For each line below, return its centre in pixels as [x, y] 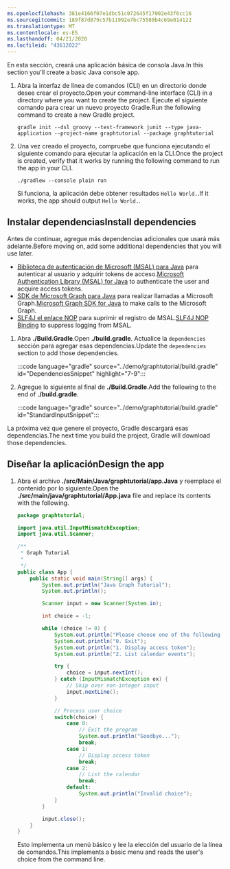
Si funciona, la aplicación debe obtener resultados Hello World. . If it [113, 193]
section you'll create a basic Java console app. [73, 72]
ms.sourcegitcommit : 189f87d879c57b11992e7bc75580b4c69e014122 [100, 20]
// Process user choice [88, 711]
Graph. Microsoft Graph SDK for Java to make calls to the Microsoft [112, 303]
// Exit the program [108, 730]
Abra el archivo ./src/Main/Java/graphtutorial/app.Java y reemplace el [119, 481]
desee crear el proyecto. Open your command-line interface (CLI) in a [115, 93]
